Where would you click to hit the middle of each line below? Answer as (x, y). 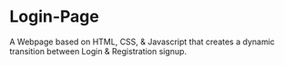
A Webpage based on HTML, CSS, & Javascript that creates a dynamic (142, 42)
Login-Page (55, 17)
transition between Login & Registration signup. (98, 51)
